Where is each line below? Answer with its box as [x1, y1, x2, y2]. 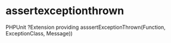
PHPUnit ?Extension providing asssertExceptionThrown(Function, [5, 24, 166, 31]
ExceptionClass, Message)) [5, 29, 73, 37]
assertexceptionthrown [5, 4, 125, 18]
